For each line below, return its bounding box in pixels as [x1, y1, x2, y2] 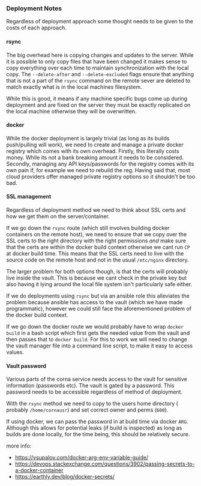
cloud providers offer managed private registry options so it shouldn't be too [6, 173, 196, 180]
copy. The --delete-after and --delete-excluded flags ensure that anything [6, 70, 194, 77]
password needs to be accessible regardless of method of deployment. [6, 388, 183, 395]
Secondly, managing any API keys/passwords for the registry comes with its [6, 160, 194, 167]
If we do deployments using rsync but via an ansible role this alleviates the [6, 292, 190, 299]
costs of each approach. [6, 24, 67, 31]
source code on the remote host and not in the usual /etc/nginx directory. [6, 256, 189, 263]
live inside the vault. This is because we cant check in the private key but [6, 274, 187, 281]
